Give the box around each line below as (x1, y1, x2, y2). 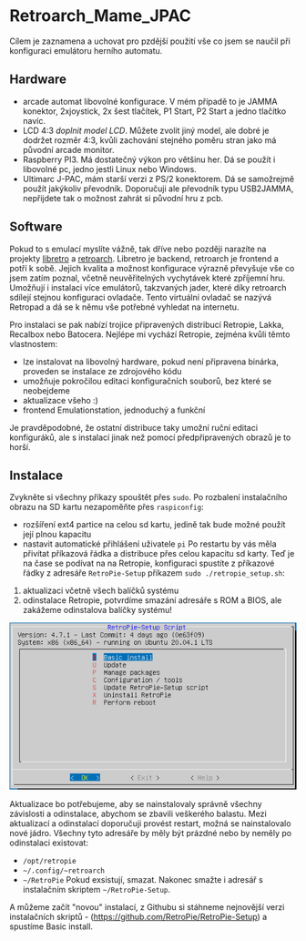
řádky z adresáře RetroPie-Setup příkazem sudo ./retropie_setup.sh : (22, 568, 285, 578)
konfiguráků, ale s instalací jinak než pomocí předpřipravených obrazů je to (9, 432, 291, 443)
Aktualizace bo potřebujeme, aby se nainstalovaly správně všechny (9, 798, 262, 809)
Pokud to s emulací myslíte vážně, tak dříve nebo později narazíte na (9, 243, 267, 254)
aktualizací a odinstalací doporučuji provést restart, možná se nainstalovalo (9, 817, 291, 829)
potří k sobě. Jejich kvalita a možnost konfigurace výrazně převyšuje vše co (9, 262, 295, 273)
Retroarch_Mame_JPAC (9, 5, 191, 26)
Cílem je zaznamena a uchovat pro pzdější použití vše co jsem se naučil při (9, 36, 291, 46)
